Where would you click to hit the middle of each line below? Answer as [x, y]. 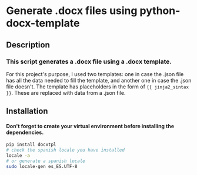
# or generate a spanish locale [46, 161]
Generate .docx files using [72, 11]
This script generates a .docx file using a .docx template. [89, 61]
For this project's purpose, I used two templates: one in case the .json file [95, 74]
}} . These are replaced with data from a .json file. [66, 92]
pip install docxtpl [31, 145]
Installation [27, 111]
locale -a [18, 156]
